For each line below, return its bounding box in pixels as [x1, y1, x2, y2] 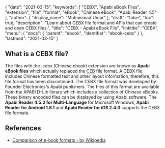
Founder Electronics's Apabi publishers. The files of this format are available [5, 84, 160, 89]
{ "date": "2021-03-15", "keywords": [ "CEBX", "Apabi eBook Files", [5, 4, 140, 10]
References [5, 124, 41, 132]
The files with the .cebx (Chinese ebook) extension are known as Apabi [5, 62, 150, 68]
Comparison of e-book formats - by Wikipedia [12, 137, 106, 143]
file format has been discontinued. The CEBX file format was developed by [5, 78, 156, 84]
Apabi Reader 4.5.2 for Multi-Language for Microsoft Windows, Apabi [5, 99, 149, 105]
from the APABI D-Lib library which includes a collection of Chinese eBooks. [5, 89, 159, 95]
